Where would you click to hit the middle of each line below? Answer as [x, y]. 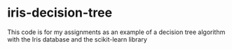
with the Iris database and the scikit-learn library [77, 39]
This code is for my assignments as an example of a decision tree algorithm [116, 32]
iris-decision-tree [60, 13]
